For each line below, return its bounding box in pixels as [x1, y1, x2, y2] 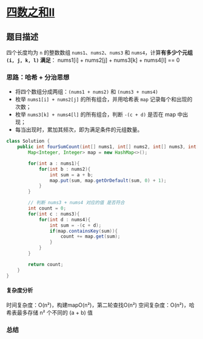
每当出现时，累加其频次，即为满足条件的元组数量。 [15, 126, 143, 134]
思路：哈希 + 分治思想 [6, 73, 70, 81]
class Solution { [6, 138, 50, 145]
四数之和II [6, 5, 55, 19]
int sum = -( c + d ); [49, 222, 102, 228]
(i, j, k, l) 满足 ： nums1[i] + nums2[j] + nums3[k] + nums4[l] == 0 [6, 56, 180, 64]
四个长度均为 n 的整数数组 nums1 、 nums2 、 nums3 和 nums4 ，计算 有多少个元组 [6, 49, 193, 56]
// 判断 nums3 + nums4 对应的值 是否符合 [28, 200, 125, 206]
